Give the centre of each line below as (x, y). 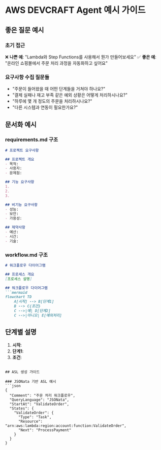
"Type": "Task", (35, 417)
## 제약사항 (15, 227)
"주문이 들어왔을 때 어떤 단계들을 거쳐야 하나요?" (59, 89)
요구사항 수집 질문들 (27, 77)
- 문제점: (14, 173)
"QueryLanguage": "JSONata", (39, 400)
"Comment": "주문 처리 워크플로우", (42, 395)
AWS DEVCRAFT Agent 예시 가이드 (75, 10)
